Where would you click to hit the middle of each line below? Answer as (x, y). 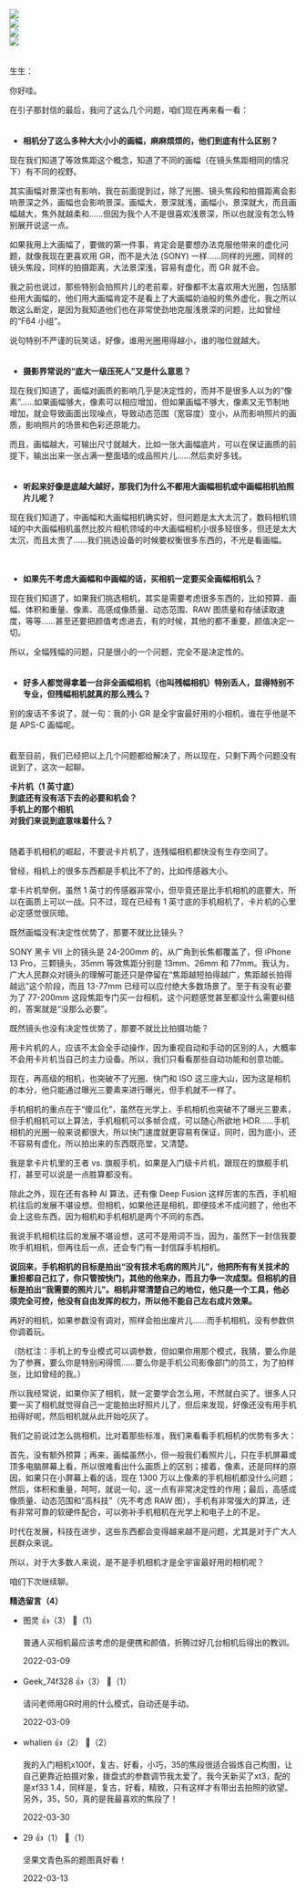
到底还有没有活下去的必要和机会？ (73, 798)
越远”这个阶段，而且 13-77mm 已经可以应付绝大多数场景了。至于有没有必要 (151, 986)
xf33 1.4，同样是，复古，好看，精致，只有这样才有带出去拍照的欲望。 (162, 1787)
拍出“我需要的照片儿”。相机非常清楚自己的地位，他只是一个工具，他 (153, 1290)
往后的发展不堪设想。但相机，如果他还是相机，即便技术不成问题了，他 (148, 1205)
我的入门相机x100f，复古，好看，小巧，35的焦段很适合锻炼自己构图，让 (158, 1765)
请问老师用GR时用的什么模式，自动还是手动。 (108, 1703)
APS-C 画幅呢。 (50, 725)
